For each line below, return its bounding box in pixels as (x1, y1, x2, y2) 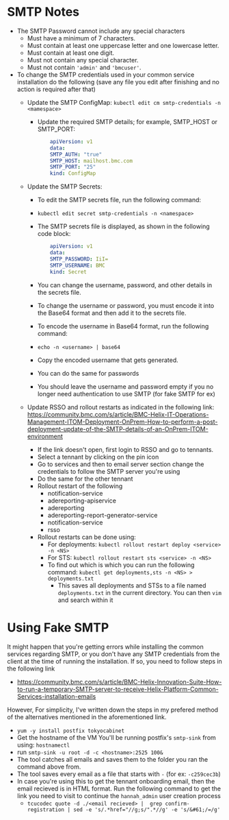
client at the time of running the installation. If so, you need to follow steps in (7, 657, 222, 665)
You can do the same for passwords (37, 369, 139, 377)
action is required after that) (16, 85, 96, 93)
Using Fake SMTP (7, 620, 109, 635)
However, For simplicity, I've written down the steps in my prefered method (7, 706, 219, 714)
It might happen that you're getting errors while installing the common (7, 642, 204, 651)
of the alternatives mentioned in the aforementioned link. (7, 712, 167, 721)
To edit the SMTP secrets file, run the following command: (37, 196, 202, 204)
